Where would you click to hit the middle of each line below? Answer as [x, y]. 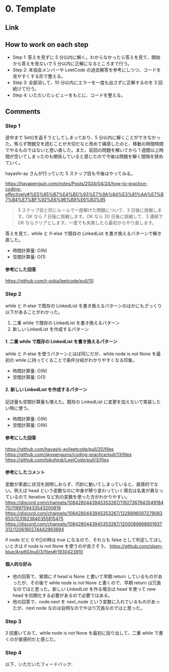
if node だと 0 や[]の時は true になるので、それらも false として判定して [79, 540]
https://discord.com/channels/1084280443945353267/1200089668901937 [84, 524]
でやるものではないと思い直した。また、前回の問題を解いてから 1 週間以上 [82, 150]
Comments [23, 111]
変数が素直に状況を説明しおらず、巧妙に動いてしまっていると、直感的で [80, 484]
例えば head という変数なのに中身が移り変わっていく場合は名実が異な [87, 491]
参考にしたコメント [25, 472]
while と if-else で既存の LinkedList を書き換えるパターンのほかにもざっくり [83, 306]
